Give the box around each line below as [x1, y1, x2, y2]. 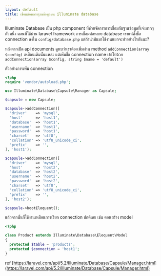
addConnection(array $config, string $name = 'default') [5, 57, 123, 62]
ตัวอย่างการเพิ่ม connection [5, 65, 53, 71]
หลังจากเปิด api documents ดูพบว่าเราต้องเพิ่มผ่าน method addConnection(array [5, 46, 150, 52]
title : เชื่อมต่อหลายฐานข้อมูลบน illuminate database [5, 12, 99, 17]
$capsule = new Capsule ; [5, 97, 56, 103]
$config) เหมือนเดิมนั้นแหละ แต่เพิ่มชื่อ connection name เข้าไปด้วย [5, 51, 123, 57]
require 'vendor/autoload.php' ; [5, 80, 71, 85]
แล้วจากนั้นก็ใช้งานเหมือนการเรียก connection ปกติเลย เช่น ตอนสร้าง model [5, 214, 133, 220]
